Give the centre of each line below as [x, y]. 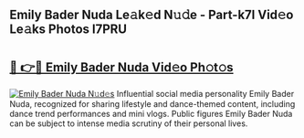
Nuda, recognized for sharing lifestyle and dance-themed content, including [152, 104]
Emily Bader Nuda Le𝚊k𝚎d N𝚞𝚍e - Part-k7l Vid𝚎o [152, 15]
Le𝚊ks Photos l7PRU [68, 30]
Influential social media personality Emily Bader [205, 94]
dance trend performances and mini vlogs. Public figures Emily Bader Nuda [151, 114]
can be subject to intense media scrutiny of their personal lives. [129, 123]
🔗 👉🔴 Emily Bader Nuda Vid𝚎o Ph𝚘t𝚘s [122, 67]
